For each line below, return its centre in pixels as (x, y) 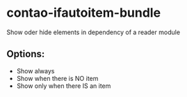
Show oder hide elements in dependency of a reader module (93, 32)
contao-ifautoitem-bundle (84, 13)
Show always (35, 70)
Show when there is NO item (57, 78)
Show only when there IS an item (64, 86)
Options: (26, 54)
